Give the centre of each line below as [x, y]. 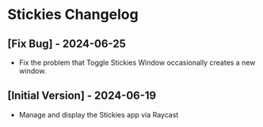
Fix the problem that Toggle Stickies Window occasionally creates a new [137, 62]
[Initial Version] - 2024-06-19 [82, 96]
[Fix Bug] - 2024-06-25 [67, 44]
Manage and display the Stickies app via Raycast [99, 114]
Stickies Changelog [73, 15]
